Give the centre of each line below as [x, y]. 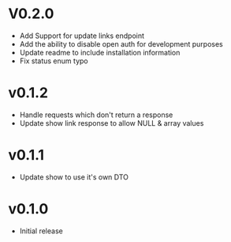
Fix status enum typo [54, 61]
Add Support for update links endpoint [82, 36]
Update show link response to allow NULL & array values [112, 123]
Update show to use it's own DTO [74, 177]
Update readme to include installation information [100, 52]
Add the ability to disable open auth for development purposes [121, 43]
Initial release [41, 231]
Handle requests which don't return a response [96, 115]
